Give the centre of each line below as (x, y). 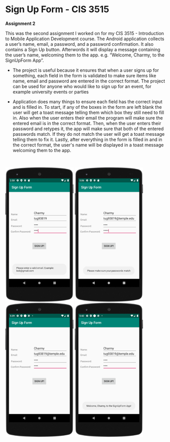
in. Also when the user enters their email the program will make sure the (88, 117)
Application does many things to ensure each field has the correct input (87, 101)
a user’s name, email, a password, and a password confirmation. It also (79, 44)
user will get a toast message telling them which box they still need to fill (88, 112)
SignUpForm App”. (25, 60)
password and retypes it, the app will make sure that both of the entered (88, 129)
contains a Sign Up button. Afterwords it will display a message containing (83, 49)
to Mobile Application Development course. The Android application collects (85, 39)
